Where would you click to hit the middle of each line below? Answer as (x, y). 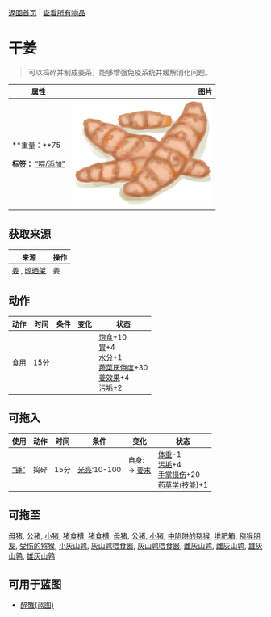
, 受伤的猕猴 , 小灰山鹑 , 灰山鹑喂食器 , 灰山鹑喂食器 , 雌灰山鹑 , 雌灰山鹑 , (131, 546)
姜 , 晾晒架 (29, 270)
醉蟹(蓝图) (37, 605)
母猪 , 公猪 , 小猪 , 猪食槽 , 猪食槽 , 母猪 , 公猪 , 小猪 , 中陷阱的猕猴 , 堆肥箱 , (123, 536)
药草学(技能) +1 (183, 484)
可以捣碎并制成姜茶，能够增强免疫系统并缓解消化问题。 (120, 72)
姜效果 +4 (114, 377)
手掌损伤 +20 (179, 474)
